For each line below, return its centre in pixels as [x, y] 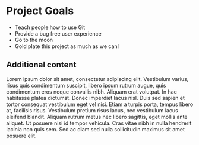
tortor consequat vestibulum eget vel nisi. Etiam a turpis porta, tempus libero [100, 104]
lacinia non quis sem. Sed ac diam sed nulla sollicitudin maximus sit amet [96, 129]
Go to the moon [34, 40]
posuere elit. [21, 136]
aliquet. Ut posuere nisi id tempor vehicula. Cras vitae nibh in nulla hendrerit [99, 123]
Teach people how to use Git [50, 27]
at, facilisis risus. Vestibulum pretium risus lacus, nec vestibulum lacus [92, 110]
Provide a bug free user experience [58, 33]
